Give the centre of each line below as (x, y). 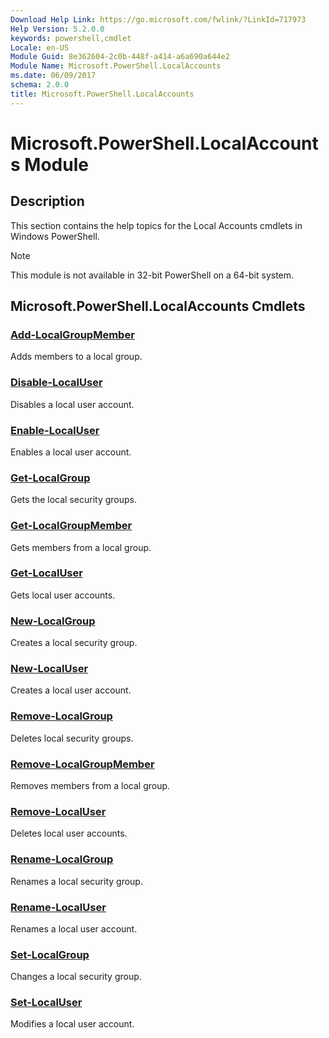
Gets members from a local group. (81, 547)
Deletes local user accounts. (69, 833)
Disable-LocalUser (56, 383)
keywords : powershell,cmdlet (71, 38)
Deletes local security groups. (72, 738)
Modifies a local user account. (72, 1024)
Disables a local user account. (72, 404)
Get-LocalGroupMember (71, 526)
